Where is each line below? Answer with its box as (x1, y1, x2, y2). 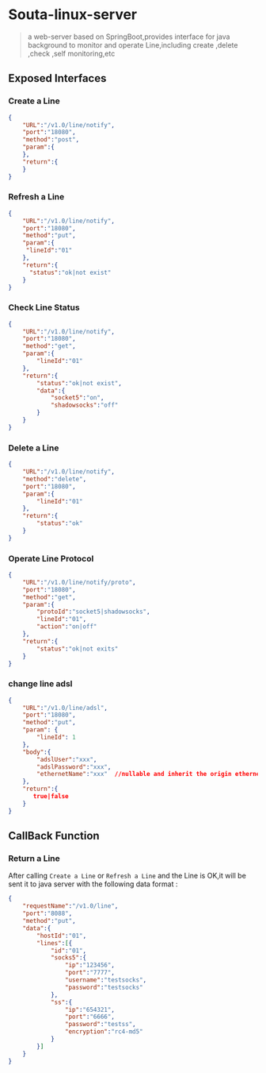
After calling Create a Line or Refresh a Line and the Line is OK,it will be (8, 871, 247, 881)
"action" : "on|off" (36, 623, 97, 631)
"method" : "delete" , (22, 475, 87, 483)
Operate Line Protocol (8, 553, 94, 564)
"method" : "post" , (22, 136, 80, 144)
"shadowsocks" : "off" (50, 401, 119, 410)
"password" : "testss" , (64, 1021, 136, 1029)
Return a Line (8, 853, 61, 864)
